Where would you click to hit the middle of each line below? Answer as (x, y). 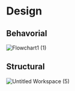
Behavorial (27, 33)
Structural (25, 67)
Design (24, 11)
